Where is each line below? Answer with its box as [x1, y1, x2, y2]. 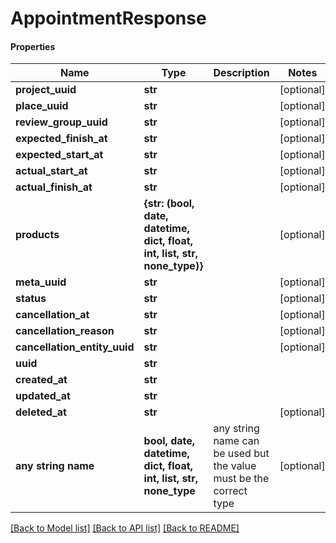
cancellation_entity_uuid [15, 340, 135, 354]
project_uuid [15, 83, 77, 97]
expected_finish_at [15, 132, 108, 146]
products [15, 228, 60, 242]
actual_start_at [15, 164, 88, 178]
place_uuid [15, 99, 69, 113]
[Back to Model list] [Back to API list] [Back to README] [10, 522, 240, 534]
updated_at [15, 389, 71, 403]
